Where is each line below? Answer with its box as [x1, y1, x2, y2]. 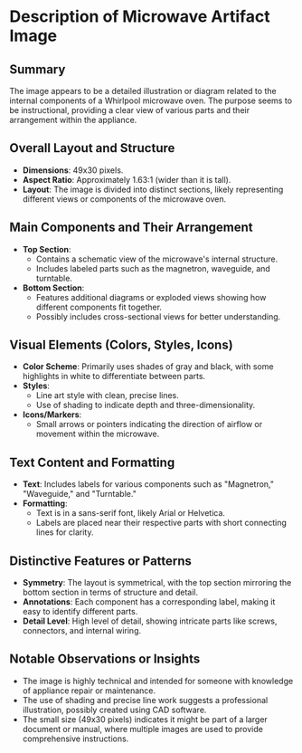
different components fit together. [35, 301, 163, 312]
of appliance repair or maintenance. [22, 685, 156, 696]
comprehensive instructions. [22, 733, 129, 744]
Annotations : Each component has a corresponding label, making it [22, 596, 276, 607]
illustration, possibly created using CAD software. [22, 704, 207, 715]
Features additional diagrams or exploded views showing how [35, 291, 267, 302]
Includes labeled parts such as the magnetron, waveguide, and [35, 262, 271, 273]
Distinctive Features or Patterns [9, 553, 193, 568]
